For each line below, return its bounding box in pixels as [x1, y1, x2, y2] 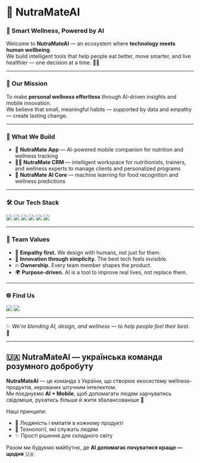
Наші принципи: [6, 408, 46, 415]
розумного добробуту [6, 361, 93, 371]
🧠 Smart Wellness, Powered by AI [6, 27, 104, 35]
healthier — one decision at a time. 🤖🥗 [6, 59, 100, 66]
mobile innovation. [6, 99, 52, 107]
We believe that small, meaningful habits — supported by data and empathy [6, 105, 192, 112]
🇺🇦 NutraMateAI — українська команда [6, 352, 162, 362]
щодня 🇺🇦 [6, 450, 35, 457]
